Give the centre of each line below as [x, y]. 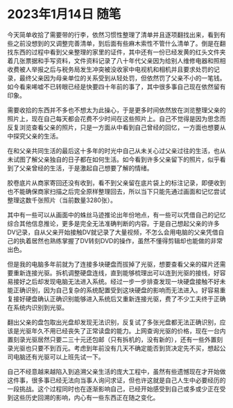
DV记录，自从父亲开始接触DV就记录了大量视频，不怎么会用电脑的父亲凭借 [113, 232]
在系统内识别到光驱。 [37, 307]
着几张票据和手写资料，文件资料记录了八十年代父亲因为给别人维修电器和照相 [116, 60]
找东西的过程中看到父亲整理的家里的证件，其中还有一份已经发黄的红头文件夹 [116, 52]
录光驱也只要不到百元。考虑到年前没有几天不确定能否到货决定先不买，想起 [113, 348]
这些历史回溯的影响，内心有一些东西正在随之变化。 [86, 397]
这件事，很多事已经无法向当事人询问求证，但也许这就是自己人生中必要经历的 [116, 380]
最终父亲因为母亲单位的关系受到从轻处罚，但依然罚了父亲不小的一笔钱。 [122, 78]
